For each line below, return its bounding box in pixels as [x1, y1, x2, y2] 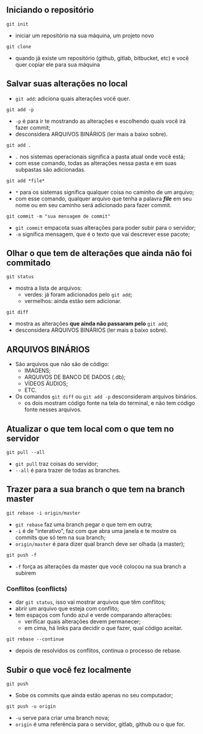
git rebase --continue [6, 636, 64, 642]
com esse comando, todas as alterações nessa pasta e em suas [15, 159, 177, 167]
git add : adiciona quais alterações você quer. [15, 95, 130, 102]
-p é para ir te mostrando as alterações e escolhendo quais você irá [15, 117, 186, 125]
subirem [15, 569, 36, 576]
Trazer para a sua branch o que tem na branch [6, 484, 185, 494]
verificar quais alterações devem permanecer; [24, 618, 141, 625]
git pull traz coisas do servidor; [15, 460, 99, 468]
